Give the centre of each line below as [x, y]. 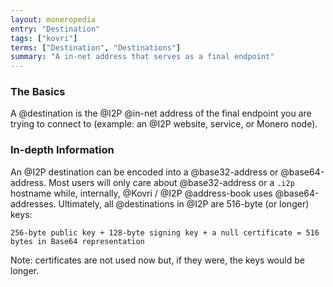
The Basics [38, 92]
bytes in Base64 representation [77, 241]
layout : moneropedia [53, 19]
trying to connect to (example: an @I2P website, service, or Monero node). [164, 124]
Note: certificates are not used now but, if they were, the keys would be [157, 260]
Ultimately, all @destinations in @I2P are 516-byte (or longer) [184, 203]
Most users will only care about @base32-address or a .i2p [171, 182]
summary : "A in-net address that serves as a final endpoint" [142, 57]
